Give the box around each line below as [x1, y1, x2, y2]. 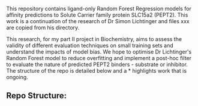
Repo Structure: [6, 91, 67, 101]
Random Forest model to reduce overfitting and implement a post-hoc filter [6, 55, 192, 61]
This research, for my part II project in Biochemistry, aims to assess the [6, 36, 182, 42]
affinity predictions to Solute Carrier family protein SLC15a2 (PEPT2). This [6, 11, 188, 18]
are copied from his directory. [6, 24, 80, 31]
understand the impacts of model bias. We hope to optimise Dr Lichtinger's [6, 48, 192, 55]
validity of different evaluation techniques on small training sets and [6, 42, 174, 49]
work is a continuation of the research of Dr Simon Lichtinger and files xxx [6, 18, 190, 24]
